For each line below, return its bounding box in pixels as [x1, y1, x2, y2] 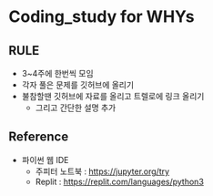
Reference [8, 129, 69, 145]
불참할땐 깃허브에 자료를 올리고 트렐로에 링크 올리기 [21, 91, 205, 101]
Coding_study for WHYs [8, 6, 195, 27]
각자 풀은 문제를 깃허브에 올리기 [21, 79, 134, 90]
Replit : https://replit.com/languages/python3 [35, 176, 204, 187]
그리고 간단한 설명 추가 [35, 102, 117, 113]
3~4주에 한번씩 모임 [21, 68, 94, 78]
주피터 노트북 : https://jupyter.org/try [35, 166, 170, 177]
